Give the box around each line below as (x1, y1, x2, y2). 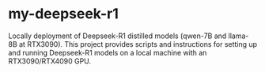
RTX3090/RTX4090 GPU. (8, 56, 92, 66)
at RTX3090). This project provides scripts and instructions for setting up (18, 39, 258, 48)
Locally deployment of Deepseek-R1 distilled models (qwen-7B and (8, 31, 227, 40)
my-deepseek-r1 (8, 5, 119, 23)
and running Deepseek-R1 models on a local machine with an (8, 48, 207, 57)
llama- (228, 31, 249, 40)
